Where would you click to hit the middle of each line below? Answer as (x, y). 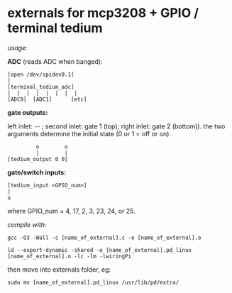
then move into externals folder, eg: (59, 269)
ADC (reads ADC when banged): (55, 61)
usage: (17, 48)
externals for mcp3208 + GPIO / (103, 13)
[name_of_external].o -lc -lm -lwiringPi (70, 256)
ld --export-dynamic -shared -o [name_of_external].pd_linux (100, 250)
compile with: (27, 224)
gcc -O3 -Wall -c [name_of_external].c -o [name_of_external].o (104, 238)
